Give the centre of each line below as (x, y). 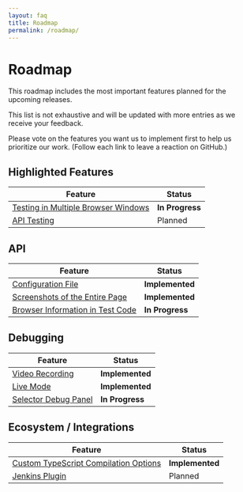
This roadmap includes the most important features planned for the (117, 91)
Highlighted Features (61, 172)
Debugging (36, 338)
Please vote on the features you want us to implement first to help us (120, 138)
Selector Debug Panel (52, 399)
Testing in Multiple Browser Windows (81, 208)
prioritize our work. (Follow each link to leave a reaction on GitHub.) (118, 147)
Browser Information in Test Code (74, 309)
